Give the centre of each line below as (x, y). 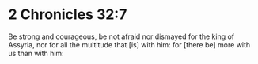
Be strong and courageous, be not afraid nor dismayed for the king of (121, 36)
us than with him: (36, 53)
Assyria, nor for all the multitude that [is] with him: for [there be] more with (129, 44)
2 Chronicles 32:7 (68, 15)
